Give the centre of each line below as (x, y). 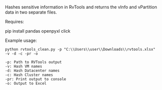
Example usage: (21, 40)
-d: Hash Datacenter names (32, 71)
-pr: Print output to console (36, 79)
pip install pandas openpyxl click (38, 31)
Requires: (15, 22)
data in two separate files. (31, 12)
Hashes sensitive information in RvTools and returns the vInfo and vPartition (81, 7)
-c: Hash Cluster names (29, 75)
